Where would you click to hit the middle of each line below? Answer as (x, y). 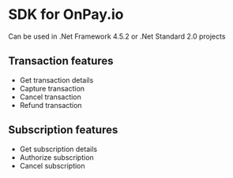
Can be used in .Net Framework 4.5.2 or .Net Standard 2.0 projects (117, 36)
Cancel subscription (52, 165)
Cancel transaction (50, 97)
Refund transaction (51, 105)
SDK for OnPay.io (66, 15)
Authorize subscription (57, 157)
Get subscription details (58, 149)
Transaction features (61, 61)
